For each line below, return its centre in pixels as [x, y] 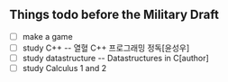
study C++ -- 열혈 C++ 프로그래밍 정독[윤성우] [106, 48]
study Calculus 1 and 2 [64, 68]
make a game [48, 36]
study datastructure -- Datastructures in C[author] [115, 58]
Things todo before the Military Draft [114, 15]
